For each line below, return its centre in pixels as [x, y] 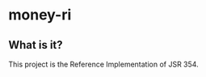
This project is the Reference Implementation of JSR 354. [104, 64]
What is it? [36, 45]
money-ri [40, 15]
